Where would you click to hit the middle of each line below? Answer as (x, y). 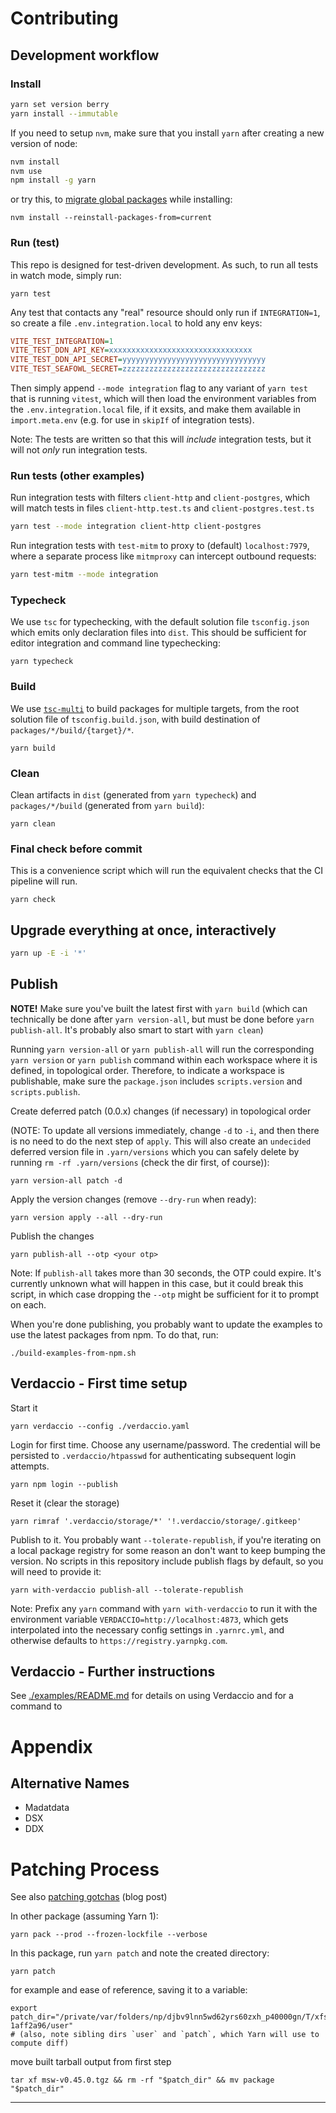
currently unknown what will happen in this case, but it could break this (157, 1283)
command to (36, 1706)
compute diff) (40, 2043)
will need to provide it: (56, 1571)
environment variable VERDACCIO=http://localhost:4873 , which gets (149, 1619)
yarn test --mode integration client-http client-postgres (136, 527)
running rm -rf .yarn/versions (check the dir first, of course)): (140, 1162)
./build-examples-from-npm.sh (73, 1353)
